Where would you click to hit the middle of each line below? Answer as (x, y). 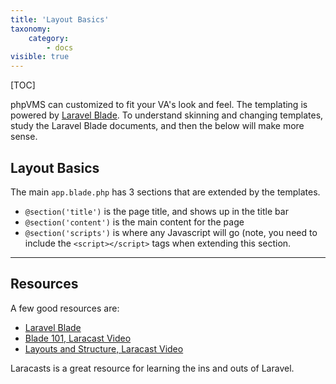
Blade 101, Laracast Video (78, 338)
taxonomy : (31, 29)
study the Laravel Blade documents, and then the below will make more (157, 126)
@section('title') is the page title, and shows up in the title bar (156, 211)
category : (49, 38)
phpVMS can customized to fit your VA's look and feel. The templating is (159, 105)
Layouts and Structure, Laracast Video (104, 348)
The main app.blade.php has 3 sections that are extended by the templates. (165, 192)
